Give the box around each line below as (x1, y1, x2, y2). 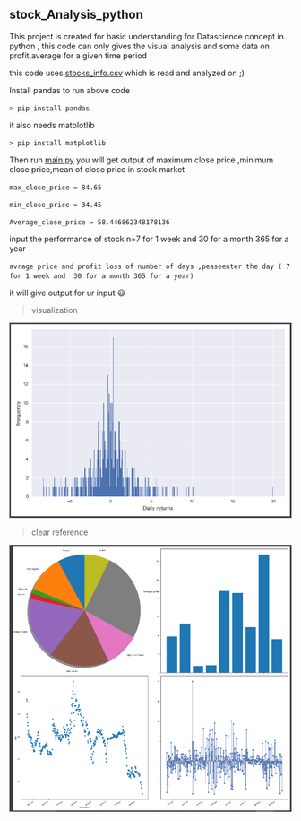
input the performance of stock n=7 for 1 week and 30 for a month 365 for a (9, 233, 289, 244)
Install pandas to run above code (9, 84, 131, 95)
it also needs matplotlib (9, 119, 96, 130)
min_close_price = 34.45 (9, 200, 102, 209)
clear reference (30, 527, 89, 537)
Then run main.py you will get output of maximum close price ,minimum (9, 154, 274, 165)
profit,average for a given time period (9, 49, 148, 61)
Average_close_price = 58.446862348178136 (9, 217, 170, 227)
